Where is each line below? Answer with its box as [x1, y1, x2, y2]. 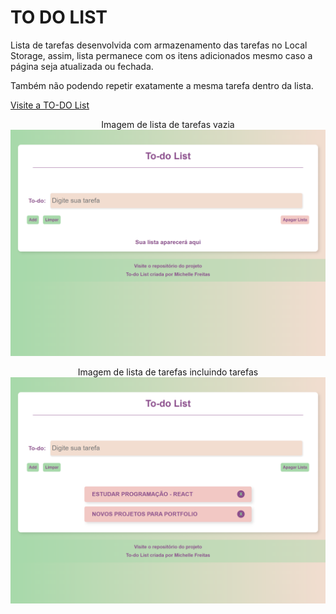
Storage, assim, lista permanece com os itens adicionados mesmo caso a [10, 49, 313, 61]
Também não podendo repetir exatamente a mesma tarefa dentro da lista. [10, 79, 314, 91]
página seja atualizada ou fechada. [10, 60, 154, 72]
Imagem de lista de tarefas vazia [101, 118, 235, 130]
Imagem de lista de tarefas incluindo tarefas [77, 366, 259, 378]
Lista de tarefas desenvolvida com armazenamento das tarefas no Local [10, 39, 308, 51]
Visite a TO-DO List [10, 99, 90, 111]
